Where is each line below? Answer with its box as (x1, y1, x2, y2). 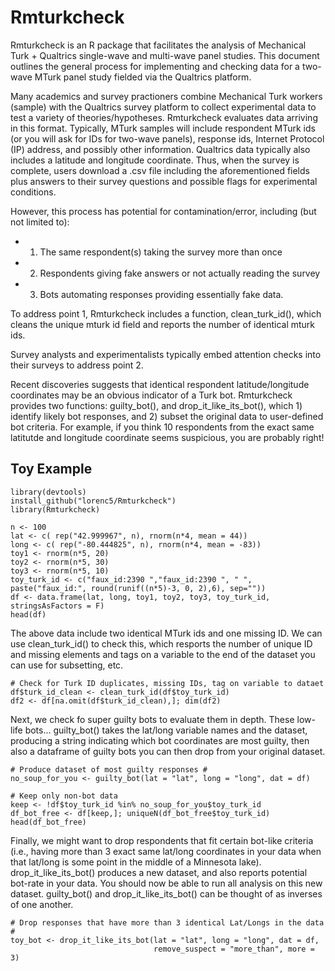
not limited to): (10, 216, 70, 228)
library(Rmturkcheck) (10, 504, 101, 515)
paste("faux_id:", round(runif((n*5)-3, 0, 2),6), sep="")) (10, 583, 267, 593)
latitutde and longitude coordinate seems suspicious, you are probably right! (10, 431, 325, 443)
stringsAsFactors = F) (10, 601, 105, 611)
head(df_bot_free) (10, 817, 87, 827)
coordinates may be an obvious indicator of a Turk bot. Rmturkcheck (10, 389, 293, 401)
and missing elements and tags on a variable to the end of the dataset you (10, 648, 316, 660)
